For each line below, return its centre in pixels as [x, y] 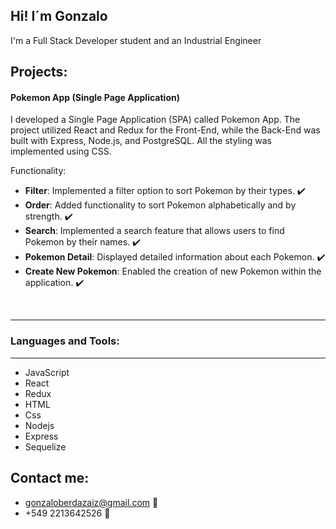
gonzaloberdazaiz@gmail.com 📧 [91, 502]
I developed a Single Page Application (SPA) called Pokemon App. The [155, 120]
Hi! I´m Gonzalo [59, 16]
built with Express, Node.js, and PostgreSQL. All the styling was [141, 141]
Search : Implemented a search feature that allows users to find [154, 231]
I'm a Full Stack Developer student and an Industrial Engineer [136, 40]
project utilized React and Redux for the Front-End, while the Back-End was [165, 130]
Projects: [39, 72]
